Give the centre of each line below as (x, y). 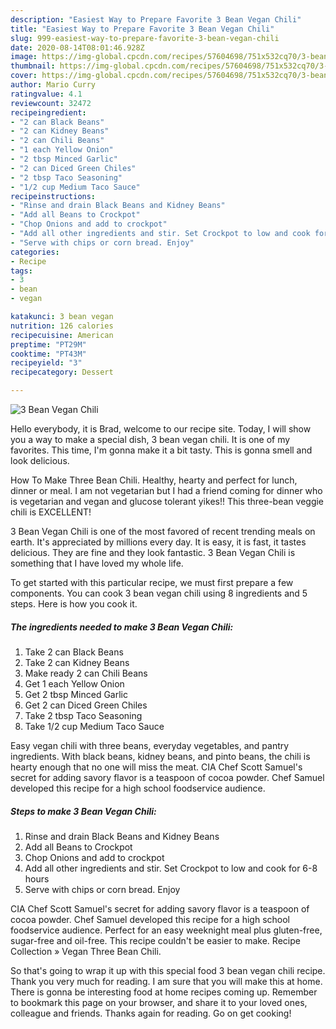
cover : (24, 76)
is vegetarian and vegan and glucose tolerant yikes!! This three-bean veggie (167, 501)
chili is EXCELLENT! (51, 512)
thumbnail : (33, 66)
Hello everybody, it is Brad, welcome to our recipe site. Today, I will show (161, 429)
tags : (21, 271)
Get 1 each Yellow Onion (74, 683)
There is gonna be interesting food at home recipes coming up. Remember (164, 992)
